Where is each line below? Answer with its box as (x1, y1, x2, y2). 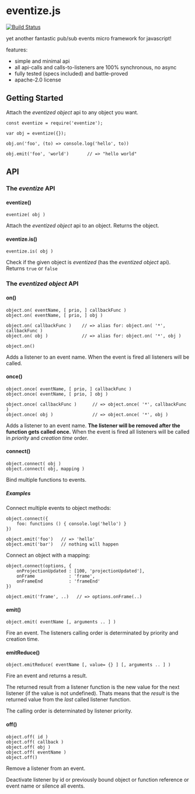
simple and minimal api (14, 57, 70, 64)
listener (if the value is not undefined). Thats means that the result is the (6, 690, 180, 697)
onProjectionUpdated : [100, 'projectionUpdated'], (16, 568, 145, 574)
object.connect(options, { (6, 563, 72, 569)
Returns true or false (6, 265, 58, 272)
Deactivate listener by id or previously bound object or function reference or (6, 776, 189, 783)
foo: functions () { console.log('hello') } (16, 520, 127, 527)
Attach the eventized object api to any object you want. (6, 108, 139, 115)
